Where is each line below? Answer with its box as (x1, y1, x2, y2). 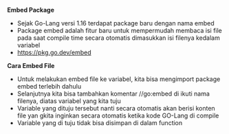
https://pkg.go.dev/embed (17, 48, 91, 56)
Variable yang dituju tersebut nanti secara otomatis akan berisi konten (17, 104, 215, 112)
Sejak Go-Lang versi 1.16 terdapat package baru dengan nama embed (17, 19, 215, 27)
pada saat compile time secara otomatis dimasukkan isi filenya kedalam (17, 34, 220, 42)
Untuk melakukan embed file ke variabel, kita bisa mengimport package (17, 75, 221, 83)
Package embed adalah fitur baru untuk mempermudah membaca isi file (17, 27, 222, 34)
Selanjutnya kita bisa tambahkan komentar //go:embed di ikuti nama (17, 89, 210, 98)
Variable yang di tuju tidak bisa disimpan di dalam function (17, 119, 183, 126)
